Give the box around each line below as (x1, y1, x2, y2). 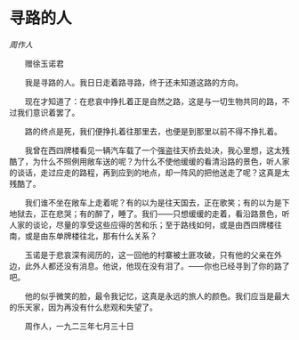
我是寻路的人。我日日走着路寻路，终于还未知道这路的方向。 (24, 77, 243, 87)
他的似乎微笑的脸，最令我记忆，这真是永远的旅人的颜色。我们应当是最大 (24, 290, 290, 301)
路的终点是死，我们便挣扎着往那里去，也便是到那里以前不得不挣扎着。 (24, 125, 282, 136)
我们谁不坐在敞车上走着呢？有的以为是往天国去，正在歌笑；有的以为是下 (24, 197, 290, 207)
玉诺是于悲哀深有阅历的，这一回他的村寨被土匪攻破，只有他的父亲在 (24, 249, 274, 260)
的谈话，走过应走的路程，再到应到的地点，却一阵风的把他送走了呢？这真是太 (9, 166, 290, 178)
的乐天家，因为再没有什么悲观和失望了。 (9, 302, 158, 312)
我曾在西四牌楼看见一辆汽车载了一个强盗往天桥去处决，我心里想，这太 (24, 144, 282, 156)
